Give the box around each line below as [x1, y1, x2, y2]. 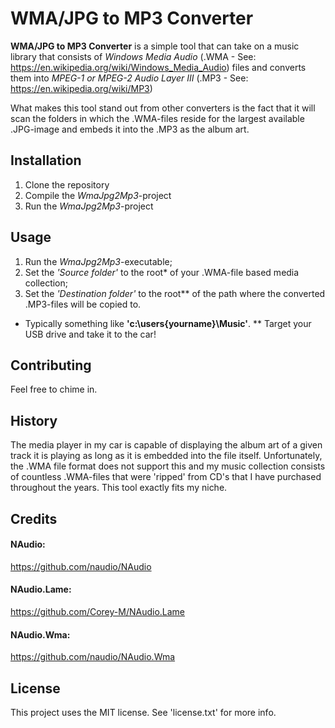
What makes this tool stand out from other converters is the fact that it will [10, 102, 316, 114]
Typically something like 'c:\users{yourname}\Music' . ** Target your [24, 317, 312, 329]
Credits [10, 510, 58, 527]
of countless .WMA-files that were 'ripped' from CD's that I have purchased [10, 471, 322, 483]
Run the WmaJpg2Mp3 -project [24, 200, 154, 212]
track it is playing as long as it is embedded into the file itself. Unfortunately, [10, 450, 323, 462]
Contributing [10, 357, 92, 374]
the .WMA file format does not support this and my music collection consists [10, 460, 326, 472]
